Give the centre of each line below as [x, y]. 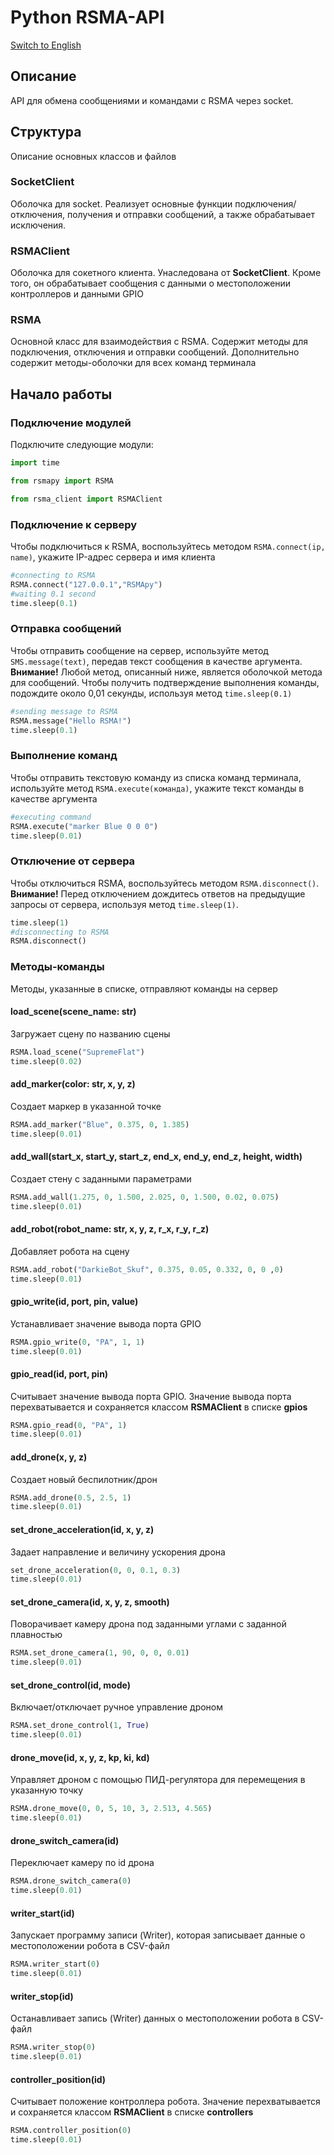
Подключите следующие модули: [82, 445]
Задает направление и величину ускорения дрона [118, 1552]
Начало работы [61, 394]
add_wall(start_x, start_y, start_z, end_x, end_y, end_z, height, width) [156, 1157]
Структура [46, 132]
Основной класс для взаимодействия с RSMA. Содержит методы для [159, 342]
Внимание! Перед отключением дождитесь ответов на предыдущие [158, 893]
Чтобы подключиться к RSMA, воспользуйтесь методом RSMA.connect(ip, [168, 547]
